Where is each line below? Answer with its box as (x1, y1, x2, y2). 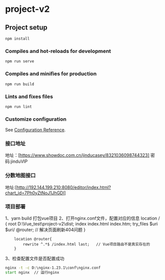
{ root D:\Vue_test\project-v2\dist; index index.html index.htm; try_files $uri (5, 221, 158, 227)
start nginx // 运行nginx (5, 270, 59, 275)
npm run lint (5, 104, 32, 109)
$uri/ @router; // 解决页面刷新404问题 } (5, 227, 86, 233)
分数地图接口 (5, 172, 36, 179)
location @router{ (14, 236, 52, 242)
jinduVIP (10, 158, 28, 164)
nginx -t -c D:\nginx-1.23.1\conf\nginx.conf (5, 266, 101, 271)
